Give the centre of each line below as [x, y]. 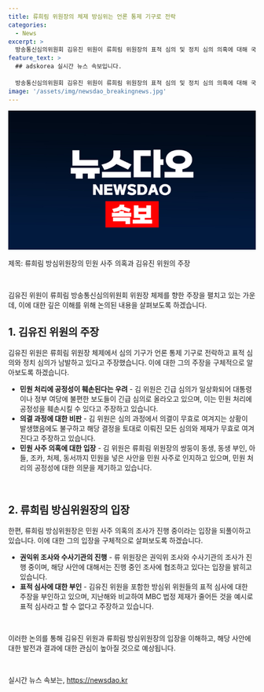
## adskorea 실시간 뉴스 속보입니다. [69, 67]
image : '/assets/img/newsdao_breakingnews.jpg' [88, 91]
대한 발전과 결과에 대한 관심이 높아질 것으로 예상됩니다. [92, 648]
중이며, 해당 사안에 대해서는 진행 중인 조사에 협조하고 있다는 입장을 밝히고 [140, 567]
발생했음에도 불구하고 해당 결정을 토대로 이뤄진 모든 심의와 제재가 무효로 [130, 428]
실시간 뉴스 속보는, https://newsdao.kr [68, 679]
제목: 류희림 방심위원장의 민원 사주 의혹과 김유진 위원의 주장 [99, 263]
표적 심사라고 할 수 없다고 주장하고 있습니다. [87, 606]
